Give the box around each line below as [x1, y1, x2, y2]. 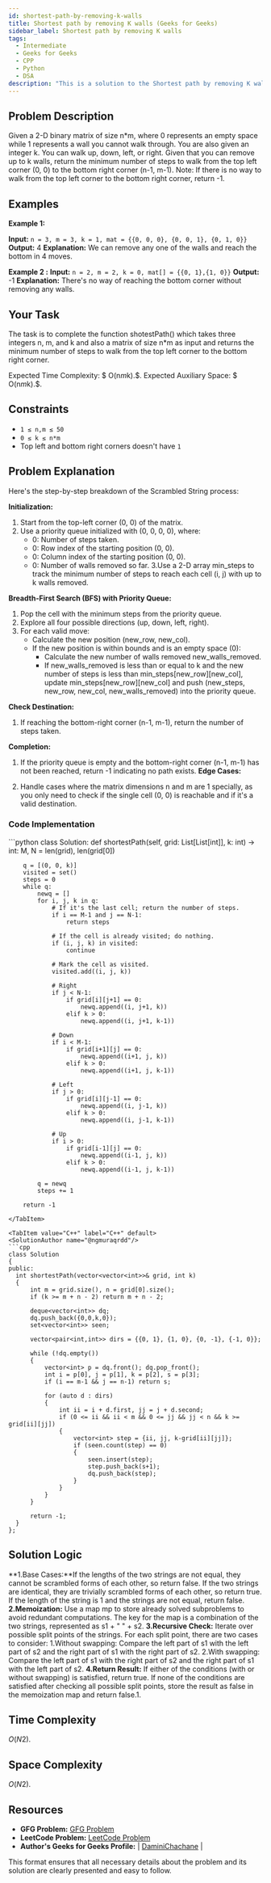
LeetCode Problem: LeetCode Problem [19, 1833, 151, 1843]
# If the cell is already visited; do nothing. [51, 932, 215, 940]
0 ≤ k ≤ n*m [19, 434, 60, 442]
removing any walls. [8, 284, 75, 294]
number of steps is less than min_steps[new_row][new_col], [44, 668, 244, 679]
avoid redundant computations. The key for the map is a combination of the [8, 1612, 259, 1622]
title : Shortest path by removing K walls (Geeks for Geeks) [8, 19, 219, 27]
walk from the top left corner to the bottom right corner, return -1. [8, 174, 225, 183]
